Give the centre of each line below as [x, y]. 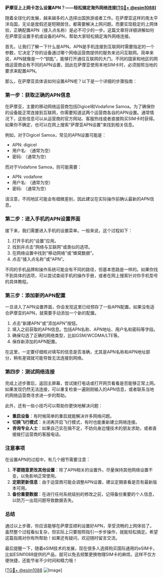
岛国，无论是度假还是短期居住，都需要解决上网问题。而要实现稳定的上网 [81, 24]
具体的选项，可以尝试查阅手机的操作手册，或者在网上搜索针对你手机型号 [86, 275]
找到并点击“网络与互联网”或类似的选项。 [52, 247]
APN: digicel [24, 145]
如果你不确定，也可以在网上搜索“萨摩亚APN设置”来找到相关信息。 [71, 125]
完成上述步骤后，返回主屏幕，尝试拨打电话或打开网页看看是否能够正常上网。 [81, 383]
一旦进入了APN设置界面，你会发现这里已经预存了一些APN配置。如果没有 [78, 307]
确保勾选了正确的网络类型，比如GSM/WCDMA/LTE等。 [67, 335]
